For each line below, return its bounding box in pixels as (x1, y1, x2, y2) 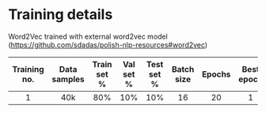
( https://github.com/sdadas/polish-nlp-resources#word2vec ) (8, 40, 208, 49)
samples (51, 73, 85, 85)
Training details (8, 6, 113, 24)
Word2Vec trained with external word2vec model (8, 32, 168, 41)
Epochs (201, 69, 231, 80)
